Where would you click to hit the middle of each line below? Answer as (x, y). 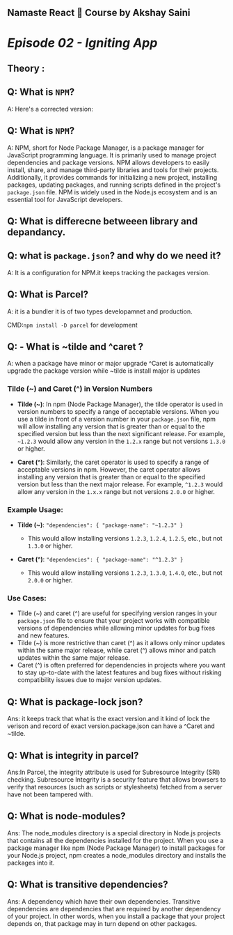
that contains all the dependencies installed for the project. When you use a (115, 840)
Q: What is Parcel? (48, 294)
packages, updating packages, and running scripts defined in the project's (114, 185)
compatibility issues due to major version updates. (89, 680)
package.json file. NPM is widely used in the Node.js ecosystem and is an (112, 192)
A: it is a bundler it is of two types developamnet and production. (100, 311)
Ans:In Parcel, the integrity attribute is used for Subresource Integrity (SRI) (114, 772)
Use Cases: (27, 598)
